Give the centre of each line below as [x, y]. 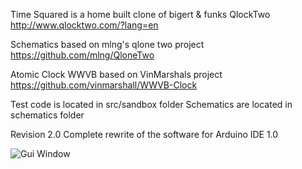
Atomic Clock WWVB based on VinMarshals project [116, 74]
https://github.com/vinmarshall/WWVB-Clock [104, 85]
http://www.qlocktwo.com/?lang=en [84, 25]
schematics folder [47, 115]
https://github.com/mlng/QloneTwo [82, 55]
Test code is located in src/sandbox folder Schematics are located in [151, 104]
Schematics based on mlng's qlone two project [107, 44]
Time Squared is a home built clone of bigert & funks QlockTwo [140, 14]
